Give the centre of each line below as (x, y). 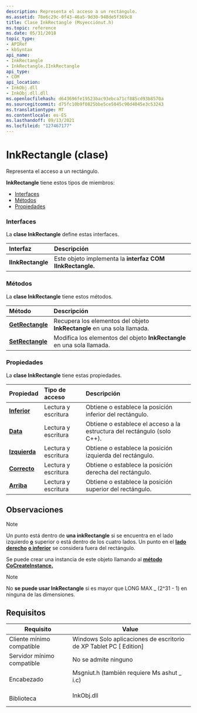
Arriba (18, 485)
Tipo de (55, 389)
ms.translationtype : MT (35, 110)
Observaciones (35, 510)
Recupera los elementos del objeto (101, 321)
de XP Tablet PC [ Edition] (108, 647)
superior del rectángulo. (119, 489)
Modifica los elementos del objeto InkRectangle (120, 338)
